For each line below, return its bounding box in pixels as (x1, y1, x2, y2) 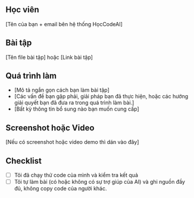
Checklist (5, 156, 42, 166)
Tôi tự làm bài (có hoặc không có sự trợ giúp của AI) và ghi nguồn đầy (14, 178, 186, 186)
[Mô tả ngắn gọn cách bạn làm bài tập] (14, 86, 109, 94)
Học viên (5, 5, 39, 15)
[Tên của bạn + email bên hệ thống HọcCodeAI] (5, 20, 123, 27)
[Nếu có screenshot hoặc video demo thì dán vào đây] (5, 139, 139, 146)
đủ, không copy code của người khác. (14, 185, 107, 192)
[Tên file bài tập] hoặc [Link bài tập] (5, 54, 93, 61)
